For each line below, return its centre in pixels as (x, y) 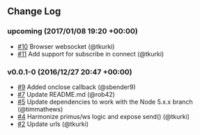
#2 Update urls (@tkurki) (53, 124)
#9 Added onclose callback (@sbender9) (76, 87)
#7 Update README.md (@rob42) (66, 94)
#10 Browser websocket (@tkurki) (66, 46)
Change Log (34, 11)
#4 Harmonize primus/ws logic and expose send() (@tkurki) (103, 116)
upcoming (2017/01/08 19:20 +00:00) (72, 31)
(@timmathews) (40, 109)
